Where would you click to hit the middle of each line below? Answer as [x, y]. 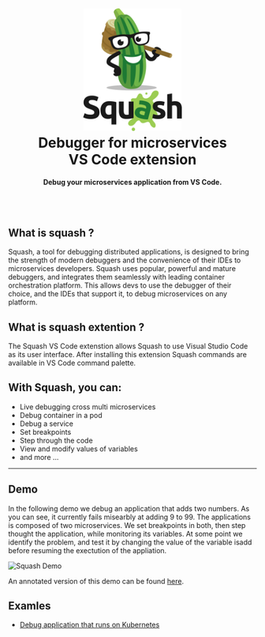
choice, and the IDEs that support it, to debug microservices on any [118, 294]
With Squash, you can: [65, 388]
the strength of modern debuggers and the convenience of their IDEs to [125, 260]
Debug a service [46, 424]
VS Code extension [132, 160]
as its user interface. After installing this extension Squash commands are [127, 355]
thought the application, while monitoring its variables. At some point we [125, 533]
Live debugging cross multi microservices [88, 406]
